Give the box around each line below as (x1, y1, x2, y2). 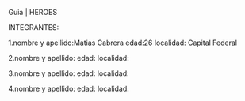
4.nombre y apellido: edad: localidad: (8, 84, 129, 93)
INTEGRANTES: (8, 23, 59, 32)
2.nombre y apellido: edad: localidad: (8, 54, 129, 62)
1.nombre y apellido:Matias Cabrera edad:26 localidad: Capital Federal (8, 38, 238, 47)
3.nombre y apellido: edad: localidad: (8, 69, 129, 78)
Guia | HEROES (8, 8, 58, 17)
